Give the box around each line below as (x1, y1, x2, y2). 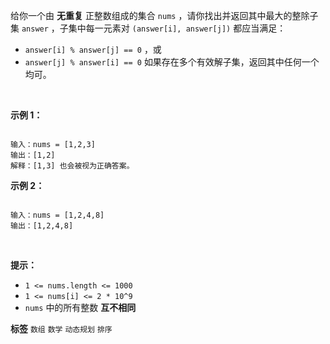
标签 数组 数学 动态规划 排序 (10, 323, 113, 334)
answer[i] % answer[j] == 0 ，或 (24, 44, 162, 55)
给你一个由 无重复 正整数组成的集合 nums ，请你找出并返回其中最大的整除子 (10, 10, 319, 21)
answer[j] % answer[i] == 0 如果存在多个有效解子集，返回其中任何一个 (24, 56, 320, 68)
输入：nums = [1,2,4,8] (10, 210, 105, 220)
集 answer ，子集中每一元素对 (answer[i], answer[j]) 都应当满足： (10, 22, 287, 34)
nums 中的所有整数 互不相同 (24, 302, 137, 313)
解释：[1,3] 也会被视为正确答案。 (10, 161, 135, 171)
